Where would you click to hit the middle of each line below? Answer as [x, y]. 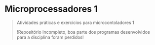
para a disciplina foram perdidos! [50, 37]
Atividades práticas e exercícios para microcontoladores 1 [75, 22]
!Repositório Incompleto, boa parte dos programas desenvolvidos [83, 32]
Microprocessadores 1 [51, 9]
